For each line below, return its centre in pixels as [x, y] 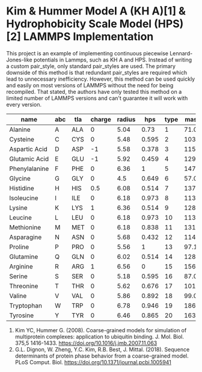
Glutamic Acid [29, 159]
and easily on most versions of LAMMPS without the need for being [90, 85]
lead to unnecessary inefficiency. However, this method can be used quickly [101, 79]
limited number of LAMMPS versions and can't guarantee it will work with [97, 98]
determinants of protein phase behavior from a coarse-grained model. [102, 356]
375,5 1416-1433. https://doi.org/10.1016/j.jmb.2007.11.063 [86, 343]
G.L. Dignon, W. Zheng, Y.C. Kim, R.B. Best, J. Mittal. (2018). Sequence [102, 349]
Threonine [24, 286]
